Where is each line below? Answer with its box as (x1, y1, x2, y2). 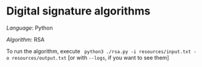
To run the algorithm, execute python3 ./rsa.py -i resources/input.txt (6, 47, 191, 55)
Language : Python (6, 24, 53, 31)
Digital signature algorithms (6, 4, 151, 18)
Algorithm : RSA (6, 36, 45, 43)
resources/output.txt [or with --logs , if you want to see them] (12, 54, 170, 61)
